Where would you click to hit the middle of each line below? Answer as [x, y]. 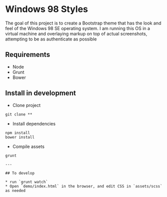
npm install [18, 133]
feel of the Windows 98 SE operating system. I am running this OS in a [78, 28]
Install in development [41, 93]
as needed [16, 190]
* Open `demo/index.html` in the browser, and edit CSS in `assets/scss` [84, 186]
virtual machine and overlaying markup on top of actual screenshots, [76, 33]
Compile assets [28, 146]
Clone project [27, 105]
